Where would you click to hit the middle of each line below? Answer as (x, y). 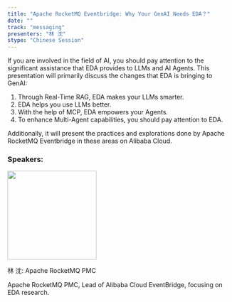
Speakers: (26, 159)
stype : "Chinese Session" (46, 41)
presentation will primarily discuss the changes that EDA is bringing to (110, 76)
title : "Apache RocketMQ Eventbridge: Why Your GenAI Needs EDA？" (109, 14)
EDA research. (28, 293)
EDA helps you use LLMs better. (64, 104)
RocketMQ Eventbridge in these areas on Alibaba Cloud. (90, 141)
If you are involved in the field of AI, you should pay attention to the (106, 60)
